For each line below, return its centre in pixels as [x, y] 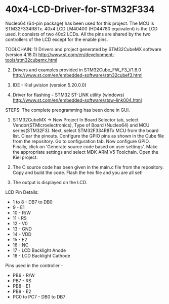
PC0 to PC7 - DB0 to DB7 [39, 296]
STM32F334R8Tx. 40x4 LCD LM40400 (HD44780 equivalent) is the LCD [81, 28]
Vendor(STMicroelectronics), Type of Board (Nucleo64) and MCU [81, 125]
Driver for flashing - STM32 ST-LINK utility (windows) [68, 95]
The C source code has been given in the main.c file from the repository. [88, 167]
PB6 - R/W [24, 275]
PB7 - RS [22, 280]
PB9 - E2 [22, 291]
